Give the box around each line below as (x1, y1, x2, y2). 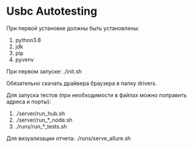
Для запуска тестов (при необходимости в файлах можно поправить (6, 91, 188, 98)
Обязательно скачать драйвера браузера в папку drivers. (6, 80, 157, 87)
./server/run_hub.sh (15, 109, 65, 117)
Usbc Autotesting (6, 4, 98, 18)
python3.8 (15, 36, 42, 43)
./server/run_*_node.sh (15, 116, 73, 124)
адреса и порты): (6, 98, 51, 105)
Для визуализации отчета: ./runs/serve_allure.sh (6, 135, 131, 142)
